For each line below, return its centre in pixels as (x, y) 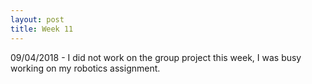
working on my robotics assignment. (85, 68)
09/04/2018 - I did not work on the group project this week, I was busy (156, 57)
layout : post (37, 19)
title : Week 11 (42, 29)
